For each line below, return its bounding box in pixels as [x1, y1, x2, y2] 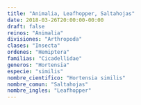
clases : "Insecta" [7, 42, 60, 49]
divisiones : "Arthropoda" [7, 36, 82, 43]
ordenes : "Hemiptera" [7, 49, 70, 56]
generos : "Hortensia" [7, 61, 70, 68]
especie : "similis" [7, 68, 64, 75]
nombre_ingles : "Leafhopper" [7, 87, 92, 94]
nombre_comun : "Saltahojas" [7, 81, 89, 88]
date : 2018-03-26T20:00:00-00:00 [7, 17, 104, 23]
